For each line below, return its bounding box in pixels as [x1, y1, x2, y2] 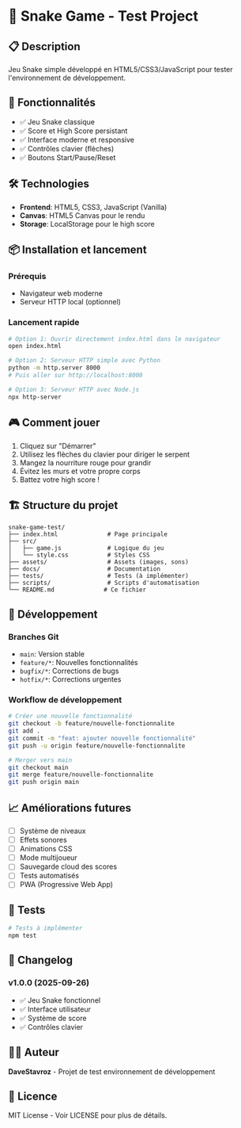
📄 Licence [8, 1089, 58, 1103]
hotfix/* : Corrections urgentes [19, 675, 122, 684]
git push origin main [8, 778, 80, 786]
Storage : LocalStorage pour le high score [19, 219, 156, 228]
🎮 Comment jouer [8, 416, 100, 430]
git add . [8, 727, 41, 736]
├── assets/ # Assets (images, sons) [8, 558, 190, 566]
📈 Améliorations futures [8, 801, 132, 815]
